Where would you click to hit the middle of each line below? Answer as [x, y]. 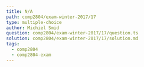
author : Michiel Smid [33, 28]
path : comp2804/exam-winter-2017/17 [51, 17]
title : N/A [19, 11]
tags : [13, 44]
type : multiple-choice [34, 22]
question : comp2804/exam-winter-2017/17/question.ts [72, 33]
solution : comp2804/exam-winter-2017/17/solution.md [72, 38]
